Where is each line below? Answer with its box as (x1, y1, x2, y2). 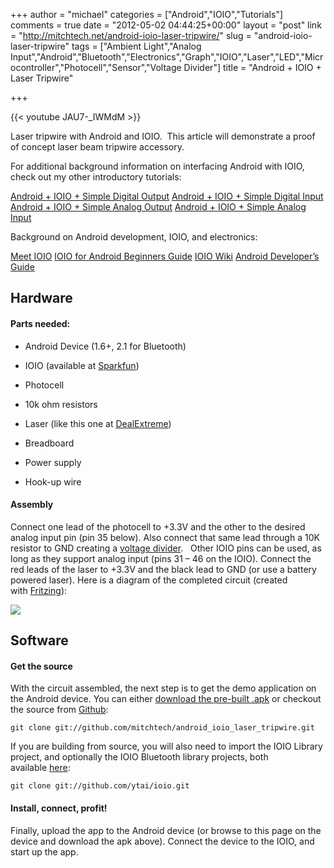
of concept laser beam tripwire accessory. (10, 141, 185, 153)
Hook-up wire (24, 475, 82, 488)
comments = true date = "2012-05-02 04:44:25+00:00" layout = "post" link (10, 19, 322, 31)
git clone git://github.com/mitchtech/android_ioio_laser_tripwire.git (10, 723, 315, 733)
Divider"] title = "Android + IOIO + (183, 62, 322, 73)
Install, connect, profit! (10, 802, 108, 814)
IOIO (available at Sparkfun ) (24, 359, 140, 371)
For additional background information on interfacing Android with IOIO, (10, 160, 305, 172)
